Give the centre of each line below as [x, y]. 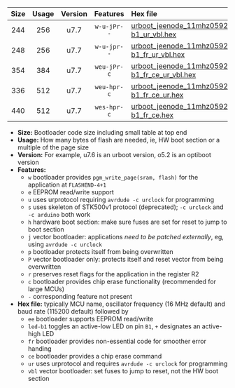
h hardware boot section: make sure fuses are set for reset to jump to [127, 222]
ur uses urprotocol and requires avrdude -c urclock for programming [128, 363]
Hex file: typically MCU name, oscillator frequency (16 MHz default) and [121, 304]
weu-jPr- [109, 67]
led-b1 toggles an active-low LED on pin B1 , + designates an [114, 326]
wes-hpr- [109, 107]
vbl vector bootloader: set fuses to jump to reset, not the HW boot [123, 371]
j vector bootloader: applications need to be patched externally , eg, [126, 237]
